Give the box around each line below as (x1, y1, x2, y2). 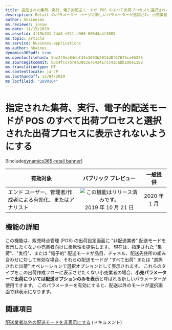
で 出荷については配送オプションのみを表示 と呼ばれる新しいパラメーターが (10, 275, 166, 281)
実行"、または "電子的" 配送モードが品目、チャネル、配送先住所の (18, 250, 158, 256)
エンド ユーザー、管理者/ (8, 188, 68, 196)
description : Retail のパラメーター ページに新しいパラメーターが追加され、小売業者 (5, 12, 168, 17)
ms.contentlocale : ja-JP (5, 69, 58, 75)
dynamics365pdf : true (5, 50, 52, 55)
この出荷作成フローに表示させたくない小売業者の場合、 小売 (18, 269, 144, 275)
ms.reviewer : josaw (5, 21, 47, 27)
